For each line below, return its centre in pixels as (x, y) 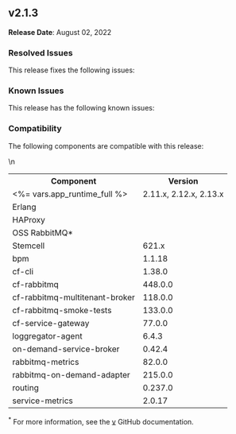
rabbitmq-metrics (46, 362)
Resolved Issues (41, 52)
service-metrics (43, 401)
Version (183, 180)
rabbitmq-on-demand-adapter (72, 374)
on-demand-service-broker (66, 349)
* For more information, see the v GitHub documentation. (101, 420)
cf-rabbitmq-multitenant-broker (74, 297)
